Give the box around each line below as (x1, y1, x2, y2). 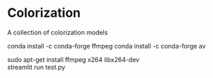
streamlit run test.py (7, 63, 65, 71)
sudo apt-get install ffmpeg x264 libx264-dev (7, 55, 140, 64)
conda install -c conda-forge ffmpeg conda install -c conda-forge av (7, 41, 206, 50)
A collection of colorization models (7, 28, 108, 37)
